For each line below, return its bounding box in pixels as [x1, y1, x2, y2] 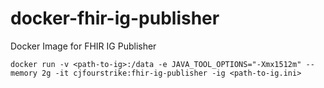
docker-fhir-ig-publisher [10, 7, 220, 30]
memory [10, 68, 38, 78]
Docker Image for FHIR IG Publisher [10, 40, 157, 52]
